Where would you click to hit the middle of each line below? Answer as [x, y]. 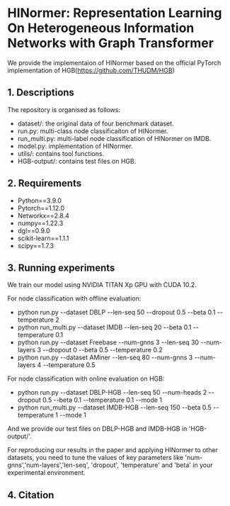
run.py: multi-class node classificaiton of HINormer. [93, 131]
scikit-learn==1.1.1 [43, 238]
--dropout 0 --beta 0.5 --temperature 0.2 [102, 350]
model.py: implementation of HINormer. [75, 146]
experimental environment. [47, 473]
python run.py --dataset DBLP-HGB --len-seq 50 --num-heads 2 [112, 393]
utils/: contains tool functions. [61, 153]
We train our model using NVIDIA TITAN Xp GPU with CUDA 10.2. [102, 285]
